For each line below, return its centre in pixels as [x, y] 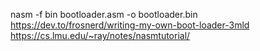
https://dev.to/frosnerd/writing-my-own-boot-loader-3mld [130, 25]
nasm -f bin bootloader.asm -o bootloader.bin [104, 14]
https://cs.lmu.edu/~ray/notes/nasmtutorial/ [100, 35]
